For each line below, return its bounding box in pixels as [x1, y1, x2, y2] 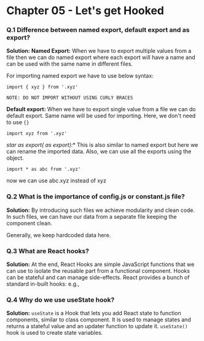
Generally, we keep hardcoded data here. [6, 231, 111, 238]
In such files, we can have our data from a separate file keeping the [6, 213, 177, 220]
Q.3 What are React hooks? [6, 246, 89, 255]
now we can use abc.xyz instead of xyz [6, 177, 106, 184]
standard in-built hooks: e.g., [6, 280, 80, 288]
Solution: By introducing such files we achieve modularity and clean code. [6, 206, 195, 214]
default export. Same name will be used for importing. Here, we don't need [6, 112, 196, 120]
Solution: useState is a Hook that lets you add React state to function [6, 310, 181, 317]
